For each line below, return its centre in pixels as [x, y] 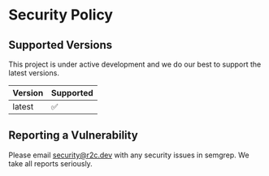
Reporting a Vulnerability [73, 135]
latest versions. [34, 73]
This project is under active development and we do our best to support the [135, 64]
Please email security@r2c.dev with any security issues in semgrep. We [129, 155]
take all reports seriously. [51, 163]
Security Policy [61, 15]
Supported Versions [60, 45]
